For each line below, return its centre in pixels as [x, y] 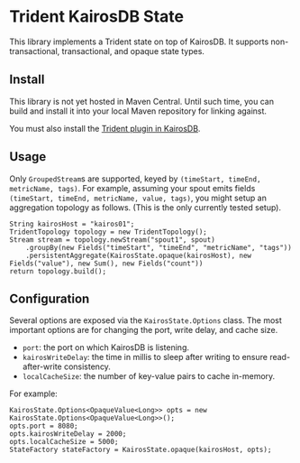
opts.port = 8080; [44, 426]
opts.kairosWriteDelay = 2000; [68, 434]
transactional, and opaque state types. [133, 51]
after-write [42, 366]
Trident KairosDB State [97, 17]
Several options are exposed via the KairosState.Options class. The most [145, 320]
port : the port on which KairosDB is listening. [106, 347]
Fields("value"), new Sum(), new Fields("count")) [106, 264]
